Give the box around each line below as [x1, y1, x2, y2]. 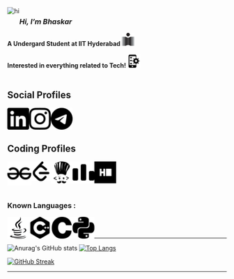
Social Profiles [7, 89, 72, 100]
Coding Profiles [7, 142, 77, 154]
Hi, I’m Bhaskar [19, 17, 72, 27]
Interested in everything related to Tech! [7, 61, 127, 70]
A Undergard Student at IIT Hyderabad [7, 40, 120, 48]
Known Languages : [7, 200, 77, 210]
